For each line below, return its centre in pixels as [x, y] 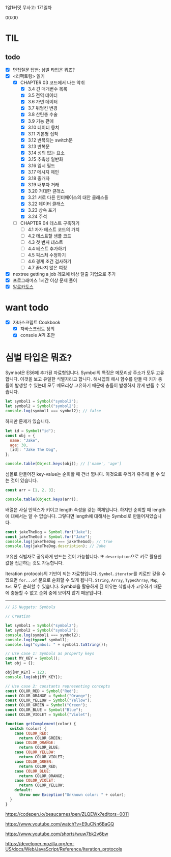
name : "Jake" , [25, 440]
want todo [27, 308]
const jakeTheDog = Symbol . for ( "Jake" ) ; [49, 532]
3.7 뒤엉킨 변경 [42, 108]
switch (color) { [28, 729]
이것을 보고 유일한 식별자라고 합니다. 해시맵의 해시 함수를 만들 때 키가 [89, 379]
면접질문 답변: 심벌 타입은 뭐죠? [44, 70]
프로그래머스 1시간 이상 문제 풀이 [45, 280]
